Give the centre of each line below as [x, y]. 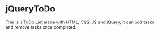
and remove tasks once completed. [41, 27]
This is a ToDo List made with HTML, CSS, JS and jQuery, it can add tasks [80, 22]
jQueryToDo [31, 9]
